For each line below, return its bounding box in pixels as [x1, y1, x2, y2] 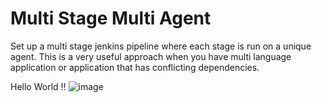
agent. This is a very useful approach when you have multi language [10, 50, 292, 62]
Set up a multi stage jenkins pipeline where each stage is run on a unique [10, 40, 312, 52]
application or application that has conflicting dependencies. [10, 61, 260, 73]
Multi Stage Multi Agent [10, 7, 212, 30]
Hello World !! [10, 80, 67, 92]
